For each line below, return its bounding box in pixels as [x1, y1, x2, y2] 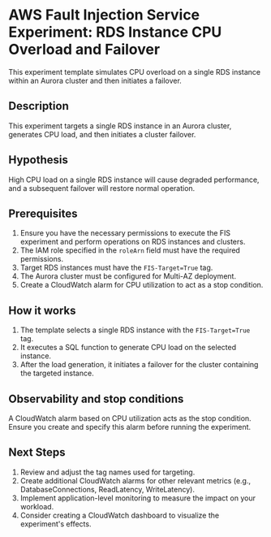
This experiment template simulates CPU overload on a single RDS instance [8, 67, 261, 76]
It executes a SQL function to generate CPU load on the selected [19, 343, 237, 353]
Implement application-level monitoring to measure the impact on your [19, 493, 256, 503]
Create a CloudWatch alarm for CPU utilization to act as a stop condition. [19, 280, 264, 290]
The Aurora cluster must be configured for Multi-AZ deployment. [19, 271, 237, 281]
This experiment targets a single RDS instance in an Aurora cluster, [8, 120, 232, 131]
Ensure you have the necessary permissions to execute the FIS [19, 228, 231, 238]
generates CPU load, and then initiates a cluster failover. [8, 129, 196, 139]
